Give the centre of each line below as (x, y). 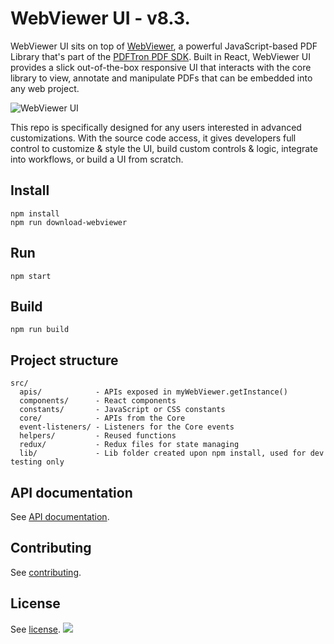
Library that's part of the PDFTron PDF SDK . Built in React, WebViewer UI (160, 56)
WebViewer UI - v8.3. (100, 18)
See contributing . (46, 572)
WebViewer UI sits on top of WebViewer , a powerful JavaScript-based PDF (164, 46)
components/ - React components (98, 401)
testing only (37, 462)
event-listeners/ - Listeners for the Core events (127, 427)
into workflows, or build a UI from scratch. (97, 159)
